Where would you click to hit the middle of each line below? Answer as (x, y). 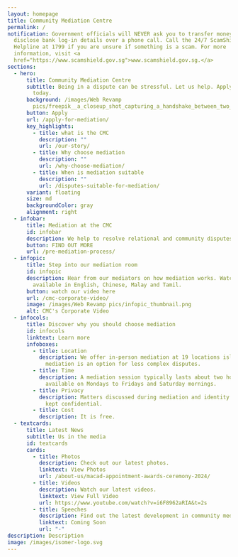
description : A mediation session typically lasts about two (131, 377)
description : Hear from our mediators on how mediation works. (121, 278)
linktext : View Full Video (79, 496)
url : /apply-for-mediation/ (68, 119)
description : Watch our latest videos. (98, 490)
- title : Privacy (58, 390)
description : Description (45, 536)
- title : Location (60, 351)
